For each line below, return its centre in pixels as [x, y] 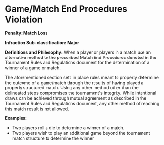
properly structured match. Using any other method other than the [72, 87]
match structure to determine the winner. [53, 138]
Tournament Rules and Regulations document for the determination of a [77, 62]
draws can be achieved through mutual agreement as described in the [76, 98]
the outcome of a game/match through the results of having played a [74, 83]
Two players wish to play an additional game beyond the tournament [81, 133]
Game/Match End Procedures [66, 9]
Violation [24, 19]
